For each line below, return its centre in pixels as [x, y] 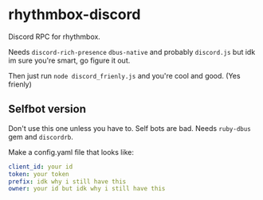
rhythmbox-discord [75, 15]
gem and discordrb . [41, 137]
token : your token [39, 174]
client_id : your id [41, 167]
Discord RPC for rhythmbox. [55, 37]
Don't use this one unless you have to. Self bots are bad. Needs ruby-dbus [130, 128]
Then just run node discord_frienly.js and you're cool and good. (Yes [124, 75]
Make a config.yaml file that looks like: [71, 152]
